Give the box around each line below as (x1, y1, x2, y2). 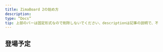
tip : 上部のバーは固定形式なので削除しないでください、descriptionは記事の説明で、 (5, 20, 155, 26)
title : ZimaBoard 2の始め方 (5, 7, 59, 12)
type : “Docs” (5, 16, 32, 21)
